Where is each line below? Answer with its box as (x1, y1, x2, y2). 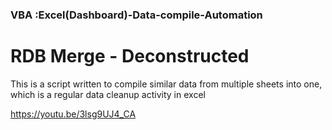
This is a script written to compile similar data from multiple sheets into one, (10, 78, 323, 90)
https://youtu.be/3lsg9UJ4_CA (10, 108, 137, 120)
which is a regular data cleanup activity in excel (10, 88, 206, 100)
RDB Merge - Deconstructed (10, 45, 250, 68)
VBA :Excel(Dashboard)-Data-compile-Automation (10, 8, 263, 22)
